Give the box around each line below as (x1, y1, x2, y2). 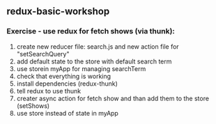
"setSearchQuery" (16, 49, 70, 58)
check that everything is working (16, 72, 111, 80)
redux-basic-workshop (6, 6, 110, 17)
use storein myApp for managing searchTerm (16, 64, 146, 72)
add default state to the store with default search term (16, 57, 172, 65)
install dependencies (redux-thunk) (16, 79, 118, 88)
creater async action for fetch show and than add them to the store (16, 94, 210, 102)
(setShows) (16, 101, 50, 110)
